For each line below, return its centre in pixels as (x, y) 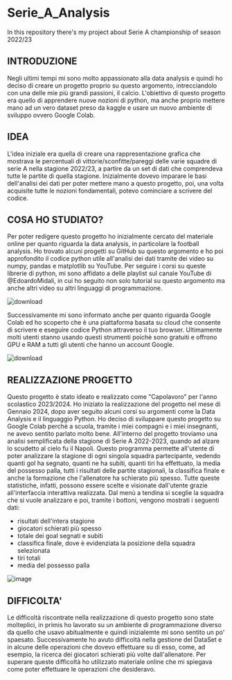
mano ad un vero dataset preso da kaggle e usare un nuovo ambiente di (110, 107)
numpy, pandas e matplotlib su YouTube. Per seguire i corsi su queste (107, 266)
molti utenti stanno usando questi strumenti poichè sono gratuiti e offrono (112, 337)
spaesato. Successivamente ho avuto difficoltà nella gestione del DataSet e (115, 640)
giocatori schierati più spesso (59, 528)
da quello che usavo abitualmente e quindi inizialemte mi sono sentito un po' (116, 632)
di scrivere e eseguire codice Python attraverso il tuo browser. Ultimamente (115, 330)
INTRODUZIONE (42, 62)
